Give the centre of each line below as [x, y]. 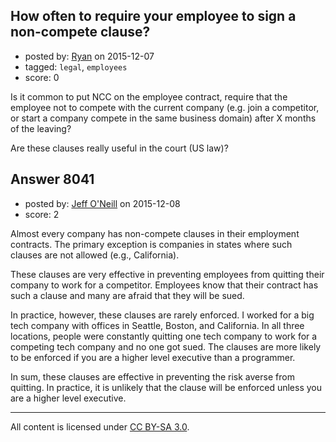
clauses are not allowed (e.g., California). [95, 255]
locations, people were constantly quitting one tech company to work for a [164, 336]
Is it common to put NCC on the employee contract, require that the [149, 96]
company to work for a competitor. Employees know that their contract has [164, 285]
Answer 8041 [52, 179]
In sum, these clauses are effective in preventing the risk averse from [152, 376]
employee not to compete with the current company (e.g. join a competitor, [165, 107]
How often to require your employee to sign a [153, 16]
